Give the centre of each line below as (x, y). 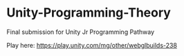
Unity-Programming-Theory (89, 13)
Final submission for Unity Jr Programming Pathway (81, 32)
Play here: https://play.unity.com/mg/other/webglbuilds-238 (92, 45)
